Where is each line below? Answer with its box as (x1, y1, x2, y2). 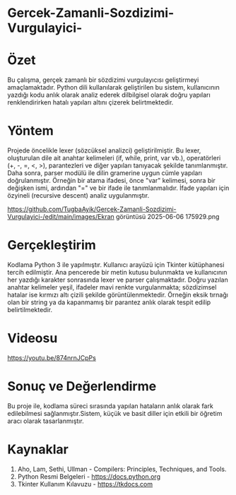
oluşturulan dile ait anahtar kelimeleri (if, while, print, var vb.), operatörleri (7, 154, 221, 162)
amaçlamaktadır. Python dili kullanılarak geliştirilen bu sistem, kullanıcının (7, 83, 220, 92)
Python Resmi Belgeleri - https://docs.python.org (17, 472, 161, 481)
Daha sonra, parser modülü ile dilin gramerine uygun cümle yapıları (7, 169, 203, 177)
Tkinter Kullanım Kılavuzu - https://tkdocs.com (17, 479, 153, 488)
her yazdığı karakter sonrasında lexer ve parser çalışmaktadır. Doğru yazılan (7, 275, 228, 284)
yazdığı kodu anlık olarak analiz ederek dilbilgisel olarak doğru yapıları (7, 90, 211, 100)
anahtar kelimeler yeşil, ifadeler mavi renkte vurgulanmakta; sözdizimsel (7, 283, 217, 291)
